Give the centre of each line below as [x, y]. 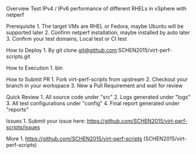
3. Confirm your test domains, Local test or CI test [67, 39]
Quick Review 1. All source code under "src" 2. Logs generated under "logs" [98, 97]
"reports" [17, 109]
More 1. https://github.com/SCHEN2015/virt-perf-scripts [74, 139]
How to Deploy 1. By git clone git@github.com [62, 50]
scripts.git [18, 56]
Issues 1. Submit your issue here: [46, 121]
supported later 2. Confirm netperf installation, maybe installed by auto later [98, 32]
